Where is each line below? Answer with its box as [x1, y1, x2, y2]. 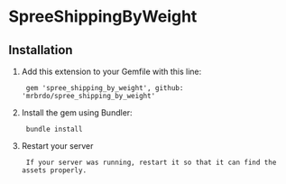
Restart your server [21, 141, 94, 151]
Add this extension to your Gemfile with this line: [21, 66, 202, 77]
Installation [8, 42, 73, 58]
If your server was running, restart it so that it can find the [25, 158, 277, 167]
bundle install [25, 124, 83, 133]
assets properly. [21, 166, 88, 175]
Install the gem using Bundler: [21, 107, 133, 118]
